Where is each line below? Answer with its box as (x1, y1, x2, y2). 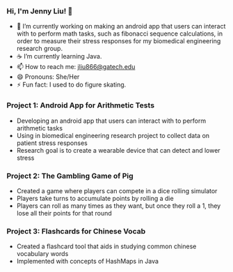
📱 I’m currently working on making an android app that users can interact (16, 22, 226, 31)
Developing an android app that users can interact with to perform (16, 116, 207, 125)
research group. (16, 45, 63, 53)
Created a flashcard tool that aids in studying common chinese (16, 242, 197, 250)
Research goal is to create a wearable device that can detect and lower (16, 146, 220, 154)
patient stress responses (16, 139, 88, 147)
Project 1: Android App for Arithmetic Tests (6, 100, 154, 110)
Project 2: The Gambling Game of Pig (6, 171, 134, 181)
